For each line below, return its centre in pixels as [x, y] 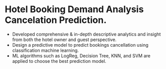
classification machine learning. [46, 50]
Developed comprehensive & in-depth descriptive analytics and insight [86, 34]
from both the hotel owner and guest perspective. [64, 40]
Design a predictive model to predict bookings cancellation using [80, 45]
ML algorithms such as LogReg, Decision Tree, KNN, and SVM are [81, 56]
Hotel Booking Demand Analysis [74, 9]
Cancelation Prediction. [56, 20]
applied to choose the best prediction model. [59, 61]
